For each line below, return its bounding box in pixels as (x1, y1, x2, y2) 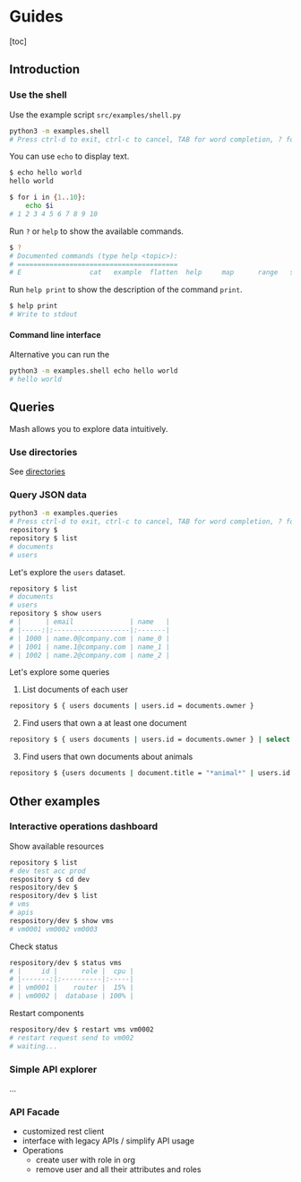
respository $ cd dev (9, 875, 90, 884)
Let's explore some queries (9, 667, 110, 677)
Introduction (9, 62, 81, 77)
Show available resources (9, 841, 105, 851)
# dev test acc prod (9, 867, 87, 876)
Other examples (9, 793, 100, 808)
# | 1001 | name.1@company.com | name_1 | (9, 643, 170, 651)
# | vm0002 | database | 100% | (9, 992, 134, 1001)
